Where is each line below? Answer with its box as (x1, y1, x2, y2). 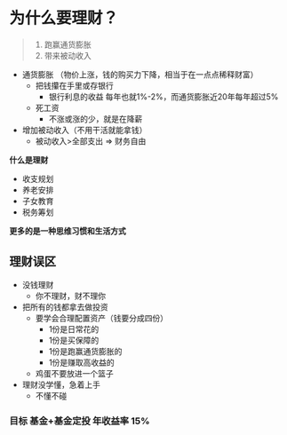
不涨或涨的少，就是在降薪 (48, 113, 143, 124)
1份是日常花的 (48, 323, 100, 334)
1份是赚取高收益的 (48, 357, 116, 368)
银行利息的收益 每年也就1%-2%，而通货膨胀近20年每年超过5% (48, 91, 279, 102)
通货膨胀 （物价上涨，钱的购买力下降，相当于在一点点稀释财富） (21, 68, 259, 80)
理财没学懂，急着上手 (21, 379, 100, 390)
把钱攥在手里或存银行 (35, 80, 114, 91)
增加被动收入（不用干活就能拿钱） (21, 124, 147, 135)
